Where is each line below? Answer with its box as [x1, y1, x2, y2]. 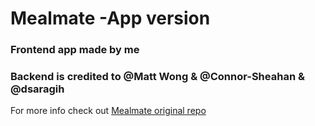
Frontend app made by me [10, 43, 140, 57]
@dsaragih [10, 82, 65, 96]
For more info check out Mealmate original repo [10, 105, 207, 117]
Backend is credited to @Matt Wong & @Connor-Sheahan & [10, 70, 305, 84]
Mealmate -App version [10, 7, 211, 30]
